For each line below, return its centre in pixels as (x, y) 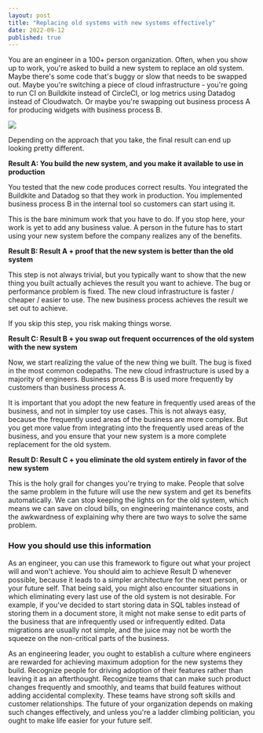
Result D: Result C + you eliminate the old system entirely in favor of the (128, 460)
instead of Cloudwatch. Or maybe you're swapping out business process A (130, 102)
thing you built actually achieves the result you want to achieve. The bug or (130, 283)
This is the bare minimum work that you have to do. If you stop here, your (126, 219)
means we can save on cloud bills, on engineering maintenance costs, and (128, 509)
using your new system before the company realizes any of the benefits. (125, 236)
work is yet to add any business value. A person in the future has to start (126, 228)
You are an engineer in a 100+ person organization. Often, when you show (128, 60)
